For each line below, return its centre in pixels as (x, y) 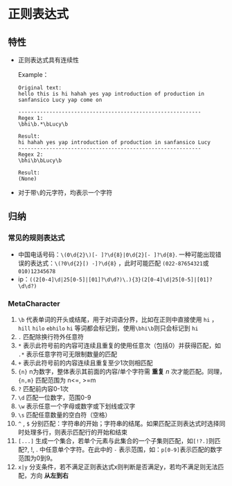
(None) (27, 179)
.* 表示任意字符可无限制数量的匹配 (68, 354)
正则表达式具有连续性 (48, 60)
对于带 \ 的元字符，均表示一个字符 (65, 192)
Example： (33, 75)
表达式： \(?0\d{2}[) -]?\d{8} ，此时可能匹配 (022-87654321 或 (119, 263)
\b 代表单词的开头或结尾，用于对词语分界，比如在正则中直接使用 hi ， (118, 319)
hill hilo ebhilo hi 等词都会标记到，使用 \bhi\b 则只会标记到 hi (108, 328)
